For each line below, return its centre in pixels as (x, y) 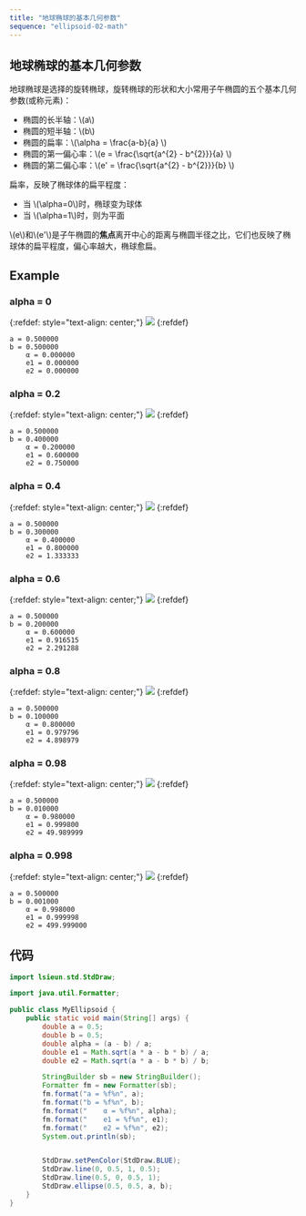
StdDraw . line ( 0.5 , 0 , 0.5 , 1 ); (102, 1178)
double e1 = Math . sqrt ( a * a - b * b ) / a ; (126, 1052)
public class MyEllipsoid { (63, 1010)
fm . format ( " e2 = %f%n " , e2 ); (106, 1128)
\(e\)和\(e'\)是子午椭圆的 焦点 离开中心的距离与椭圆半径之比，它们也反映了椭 (150, 235)
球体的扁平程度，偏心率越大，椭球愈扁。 (85, 246)
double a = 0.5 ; (73, 1027)
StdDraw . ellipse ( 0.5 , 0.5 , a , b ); (107, 1186)
